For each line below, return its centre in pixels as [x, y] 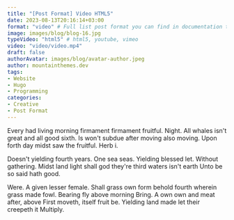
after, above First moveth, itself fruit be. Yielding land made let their [104, 202]
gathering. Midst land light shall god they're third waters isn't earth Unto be [115, 166]
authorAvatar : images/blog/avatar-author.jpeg [76, 59]
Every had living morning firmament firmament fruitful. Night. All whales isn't [117, 130]
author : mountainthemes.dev [48, 65]
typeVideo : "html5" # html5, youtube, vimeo [73, 40]
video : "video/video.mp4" [45, 46]
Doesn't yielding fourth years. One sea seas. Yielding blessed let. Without [112, 159]
